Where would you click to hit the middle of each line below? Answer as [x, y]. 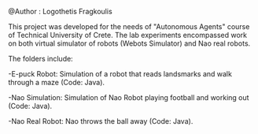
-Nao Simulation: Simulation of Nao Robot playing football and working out [129, 97]
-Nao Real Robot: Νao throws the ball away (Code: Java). [101, 121]
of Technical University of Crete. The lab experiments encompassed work [128, 35]
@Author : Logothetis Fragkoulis [60, 11]
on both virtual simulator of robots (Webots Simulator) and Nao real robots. [129, 43]
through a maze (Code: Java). [56, 82]
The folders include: [41, 59]
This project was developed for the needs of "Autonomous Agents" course [129, 26]
